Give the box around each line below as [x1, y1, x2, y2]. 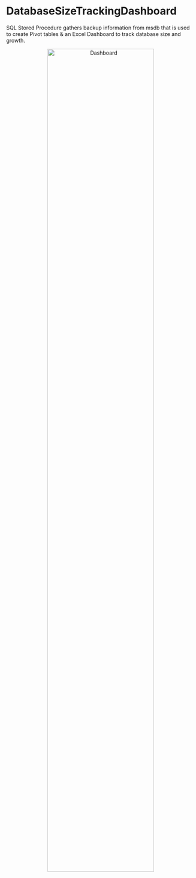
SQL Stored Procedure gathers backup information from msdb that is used [6, 24, 190, 31]
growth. [6, 37, 26, 44]
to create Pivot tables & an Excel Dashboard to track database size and [6, 30, 181, 37]
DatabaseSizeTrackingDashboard [6, 4, 177, 18]
